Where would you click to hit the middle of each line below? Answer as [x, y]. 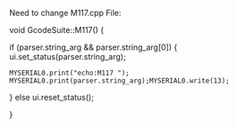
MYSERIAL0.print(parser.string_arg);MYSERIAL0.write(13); [119, 81]
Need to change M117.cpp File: [65, 13]
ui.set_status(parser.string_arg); [68, 56]
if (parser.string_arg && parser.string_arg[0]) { [93, 47]
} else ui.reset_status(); [51, 97]
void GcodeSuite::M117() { [57, 30]
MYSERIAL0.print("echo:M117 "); [69, 73]
